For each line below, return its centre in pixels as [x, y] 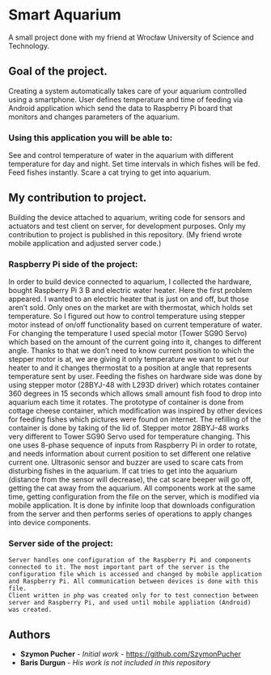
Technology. [29, 45]
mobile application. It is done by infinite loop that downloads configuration [132, 505]
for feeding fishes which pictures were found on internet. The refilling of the [135, 419]
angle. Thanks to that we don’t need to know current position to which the [131, 350]
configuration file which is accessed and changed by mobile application [135, 575]
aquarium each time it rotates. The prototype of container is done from [126, 402]
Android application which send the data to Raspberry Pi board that [121, 108]
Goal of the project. [58, 72]
